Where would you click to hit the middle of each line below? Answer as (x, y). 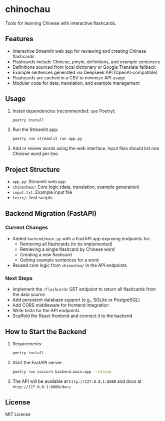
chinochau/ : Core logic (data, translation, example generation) (76, 187)
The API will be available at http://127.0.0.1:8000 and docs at (77, 381)
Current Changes (27, 228)
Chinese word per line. (35, 154)
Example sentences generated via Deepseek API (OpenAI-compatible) (85, 72)
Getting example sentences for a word (59, 260)
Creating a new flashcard (46, 254)
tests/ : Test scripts (32, 198)
